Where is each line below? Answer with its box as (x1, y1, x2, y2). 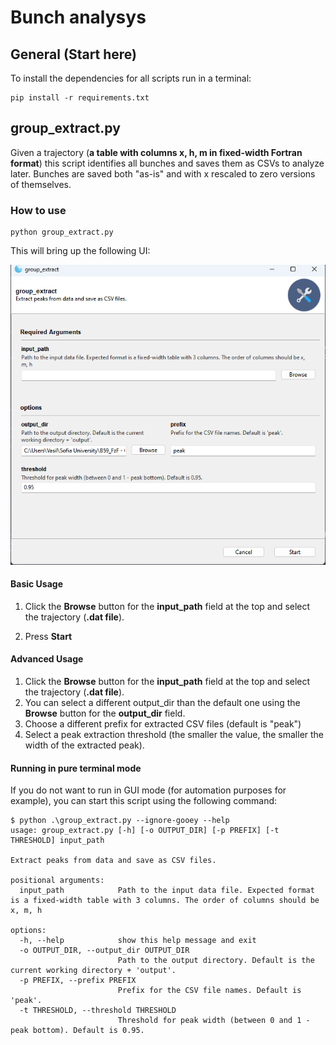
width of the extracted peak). (24, 739, 145, 751)
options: (10, 926, 47, 936)
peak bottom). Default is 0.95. (10, 1026, 145, 1036)
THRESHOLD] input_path (10, 836, 105, 846)
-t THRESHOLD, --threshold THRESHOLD (19, 1006, 177, 1016)
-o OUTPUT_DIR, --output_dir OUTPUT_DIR (19, 946, 190, 956)
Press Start (24, 630, 73, 642)
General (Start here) (10, 46, 138, 63)
